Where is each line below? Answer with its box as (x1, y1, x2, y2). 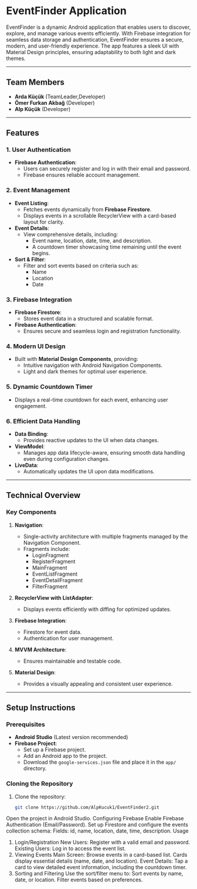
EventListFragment (32, 570, 78, 577)
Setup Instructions (6, 703, 76, 713)
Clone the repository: (14, 793, 66, 800)
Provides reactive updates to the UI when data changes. (23, 436, 159, 443)
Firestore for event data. (23, 628, 82, 636)
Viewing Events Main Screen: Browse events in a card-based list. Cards (14, 851, 188, 858)
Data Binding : (14, 430, 49, 437)
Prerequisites (6, 720, 45, 728)
